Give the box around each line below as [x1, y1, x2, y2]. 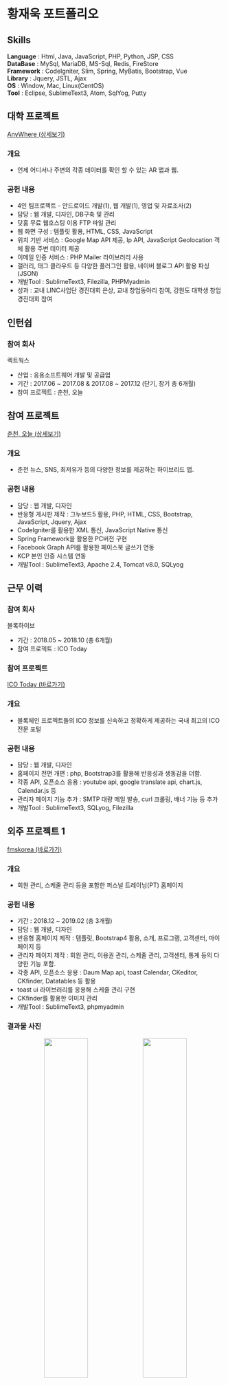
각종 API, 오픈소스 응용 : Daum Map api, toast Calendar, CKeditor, [16, 968, 198, 977]
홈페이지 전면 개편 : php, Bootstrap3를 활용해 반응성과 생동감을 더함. [16, 770, 202, 778]
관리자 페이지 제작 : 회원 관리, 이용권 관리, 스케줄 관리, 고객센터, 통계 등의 [16, 951, 213, 959]
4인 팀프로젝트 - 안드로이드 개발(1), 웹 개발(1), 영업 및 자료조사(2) [16, 201, 192, 210]
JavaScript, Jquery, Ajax [16, 517, 87, 526]
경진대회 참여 [16, 295, 53, 303]
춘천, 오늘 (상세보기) [7, 429, 62, 437]
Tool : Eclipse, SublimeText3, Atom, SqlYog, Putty [7, 89, 147, 97]
